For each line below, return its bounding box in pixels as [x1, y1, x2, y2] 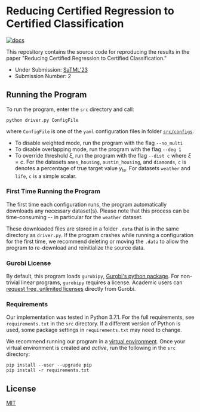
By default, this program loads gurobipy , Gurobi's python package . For [6, 273, 180, 280]
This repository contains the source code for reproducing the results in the [6, 48, 190, 55]
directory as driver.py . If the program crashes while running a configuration [6, 231, 194, 238]
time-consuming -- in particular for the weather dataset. [6, 213, 143, 220]
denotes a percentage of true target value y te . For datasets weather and [14, 164, 191, 173]
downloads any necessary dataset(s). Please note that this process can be [6, 207, 190, 214]
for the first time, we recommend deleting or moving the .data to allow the [6, 238, 189, 245]
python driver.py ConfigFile [6, 117, 79, 123]
